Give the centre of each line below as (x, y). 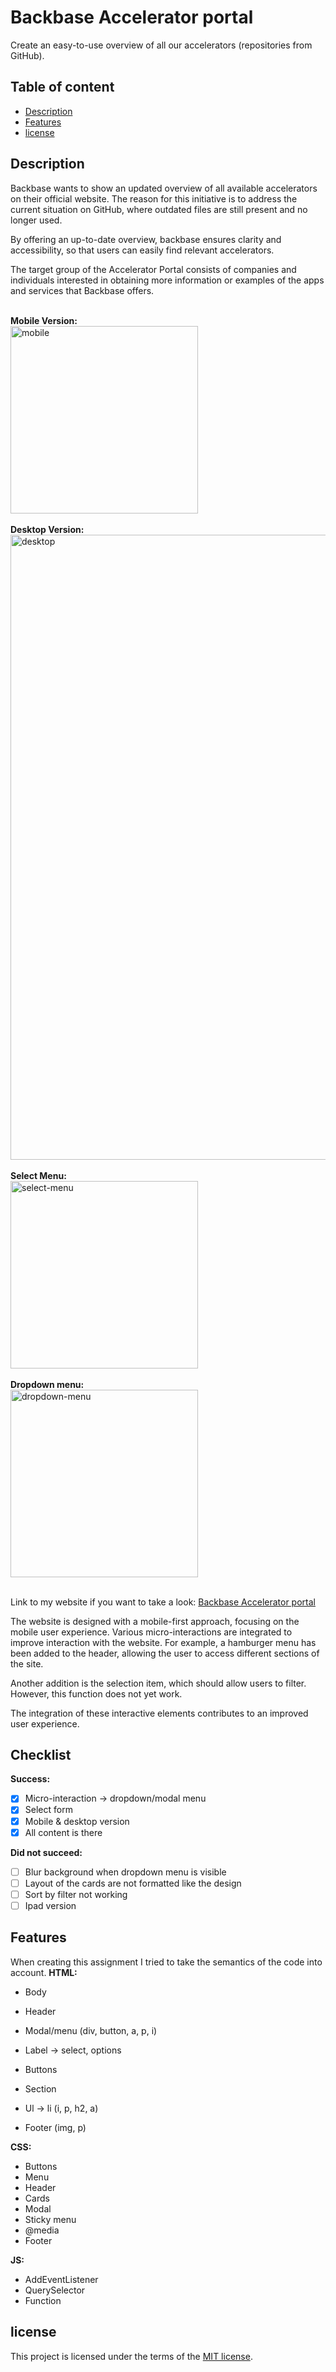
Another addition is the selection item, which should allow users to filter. (158, 1683)
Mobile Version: (44, 320)
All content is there (63, 1832)
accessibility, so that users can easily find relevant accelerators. (142, 250)
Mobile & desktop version (77, 1821)
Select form (48, 1810)
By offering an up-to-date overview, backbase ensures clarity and (146, 239)
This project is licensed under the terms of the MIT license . (131, 2356)
